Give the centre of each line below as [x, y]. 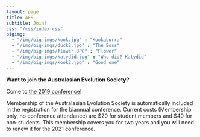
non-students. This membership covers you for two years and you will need [100, 122]
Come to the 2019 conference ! [44, 91]
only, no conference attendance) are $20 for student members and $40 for [99, 116]
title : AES [20, 18]
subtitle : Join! [27, 23]
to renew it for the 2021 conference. [51, 129]
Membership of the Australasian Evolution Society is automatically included [100, 103]
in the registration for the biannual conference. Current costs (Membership [99, 109]
